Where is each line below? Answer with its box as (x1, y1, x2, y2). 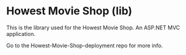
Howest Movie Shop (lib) (6, 4, 133, 18)
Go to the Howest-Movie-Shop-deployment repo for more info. (6, 42, 163, 49)
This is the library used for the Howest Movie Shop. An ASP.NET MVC (6, 24, 181, 31)
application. (6, 30, 36, 37)
